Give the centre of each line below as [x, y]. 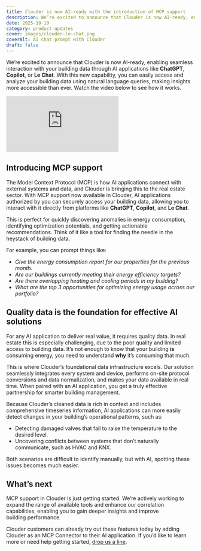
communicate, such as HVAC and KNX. [63, 447]
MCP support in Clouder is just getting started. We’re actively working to [95, 498]
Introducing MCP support [54, 168]
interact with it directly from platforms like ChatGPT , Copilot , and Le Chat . [98, 208]
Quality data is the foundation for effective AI [92, 312]
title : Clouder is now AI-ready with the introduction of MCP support [96, 12]
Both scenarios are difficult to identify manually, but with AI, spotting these [98, 459]
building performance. [33, 517]
